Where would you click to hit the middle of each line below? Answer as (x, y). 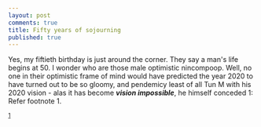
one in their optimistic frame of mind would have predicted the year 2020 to (131, 76)
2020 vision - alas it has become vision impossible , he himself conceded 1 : (130, 93)
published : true (35, 37)
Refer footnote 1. (35, 101)
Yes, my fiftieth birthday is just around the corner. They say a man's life (123, 60)
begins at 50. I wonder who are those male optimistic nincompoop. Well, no (130, 68)
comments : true (33, 23)
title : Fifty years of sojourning (65, 30)
